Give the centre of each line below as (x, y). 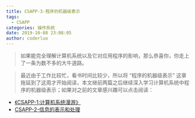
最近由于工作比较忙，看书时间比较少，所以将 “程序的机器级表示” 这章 (103, 75)
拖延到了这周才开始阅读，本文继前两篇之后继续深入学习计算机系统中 (102, 83)
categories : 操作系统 (31, 28)
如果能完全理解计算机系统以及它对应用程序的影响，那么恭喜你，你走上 (105, 56)
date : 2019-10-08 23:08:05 (39, 33)
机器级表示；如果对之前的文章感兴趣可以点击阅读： (92, 90)
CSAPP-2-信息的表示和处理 (47, 109)
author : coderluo (27, 38)
